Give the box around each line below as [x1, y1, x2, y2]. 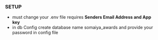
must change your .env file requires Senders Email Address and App [12, 14, 152, 20]
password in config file [12, 30, 59, 36]
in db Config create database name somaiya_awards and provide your [12, 25, 154, 30]
